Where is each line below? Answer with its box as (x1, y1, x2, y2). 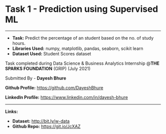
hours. (12, 40, 26, 46)
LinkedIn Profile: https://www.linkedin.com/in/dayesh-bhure (5, 94, 128, 100)
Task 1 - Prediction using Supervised (5, 3, 158, 15)
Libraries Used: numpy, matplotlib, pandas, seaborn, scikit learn (12, 45, 143, 51)
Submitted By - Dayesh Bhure (5, 75, 67, 81)
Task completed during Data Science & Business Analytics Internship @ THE (5, 60, 160, 66)
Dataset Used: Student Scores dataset (12, 50, 91, 56)
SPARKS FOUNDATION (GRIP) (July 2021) (5, 65, 91, 71)
